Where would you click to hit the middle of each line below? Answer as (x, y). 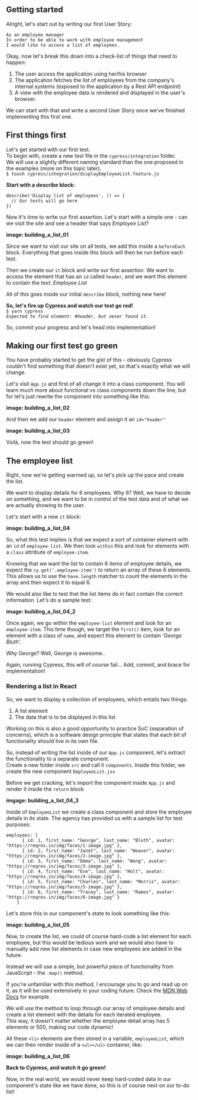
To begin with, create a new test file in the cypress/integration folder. (91, 155)
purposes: (19, 824)
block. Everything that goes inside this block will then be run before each (95, 252)
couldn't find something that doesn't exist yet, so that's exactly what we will (98, 366)
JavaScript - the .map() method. (45, 972)
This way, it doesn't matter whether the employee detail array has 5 (88, 1020)
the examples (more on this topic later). (54, 168)
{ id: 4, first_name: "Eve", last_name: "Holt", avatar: (93, 871)
